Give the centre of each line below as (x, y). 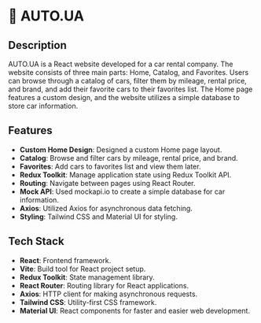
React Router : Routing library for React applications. (104, 285)
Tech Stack (36, 241)
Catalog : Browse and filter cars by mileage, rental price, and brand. (129, 158)
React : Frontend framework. (65, 260)
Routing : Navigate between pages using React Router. (107, 183)
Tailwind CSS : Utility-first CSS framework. (88, 302)
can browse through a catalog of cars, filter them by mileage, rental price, (128, 81)
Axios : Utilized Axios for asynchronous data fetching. (106, 208)
